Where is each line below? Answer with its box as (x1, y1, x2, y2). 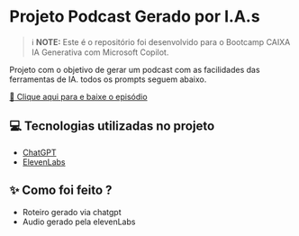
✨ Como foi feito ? (9, 183, 113, 198)
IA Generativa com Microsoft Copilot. (31, 47, 169, 58)
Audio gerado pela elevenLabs (22, 216, 136, 227)
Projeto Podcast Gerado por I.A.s (9, 6, 260, 27)
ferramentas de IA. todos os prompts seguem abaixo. (9, 74, 207, 85)
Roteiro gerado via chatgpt (22, 206, 122, 217)
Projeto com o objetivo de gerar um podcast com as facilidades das (9, 64, 260, 75)
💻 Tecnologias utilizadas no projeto (9, 119, 215, 134)
